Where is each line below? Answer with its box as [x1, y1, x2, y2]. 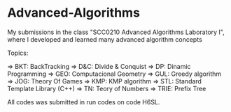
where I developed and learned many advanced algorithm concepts [7, 35, 203, 43]
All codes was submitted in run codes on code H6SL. [7, 97, 160, 106]
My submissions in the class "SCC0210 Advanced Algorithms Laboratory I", [7, 28, 225, 36]
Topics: [7, 49, 29, 57]
